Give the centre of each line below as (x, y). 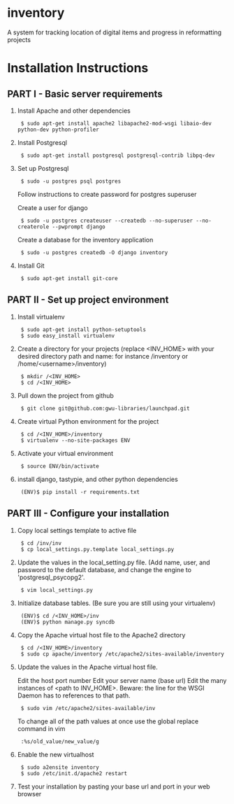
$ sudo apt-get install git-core (69, 278)
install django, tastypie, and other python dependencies (97, 479)
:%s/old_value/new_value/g (60, 741)
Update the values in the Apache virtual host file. (88, 667)
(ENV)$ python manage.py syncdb (68, 622)
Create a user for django (53, 207)
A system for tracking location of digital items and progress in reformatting (115, 32)
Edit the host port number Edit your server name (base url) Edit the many (122, 680)
